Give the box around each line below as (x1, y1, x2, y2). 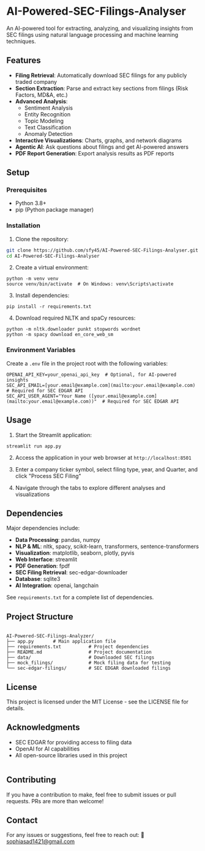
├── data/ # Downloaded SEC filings (6, 654, 155, 661)
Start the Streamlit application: (15, 431, 92, 438)
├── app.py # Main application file (6, 639, 116, 645)
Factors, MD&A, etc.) (15, 91, 69, 99)
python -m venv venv (6, 276, 59, 282)
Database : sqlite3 (15, 575, 61, 583)
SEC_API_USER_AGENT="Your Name (6, 393, 86, 399)
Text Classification (24, 124, 72, 131)
